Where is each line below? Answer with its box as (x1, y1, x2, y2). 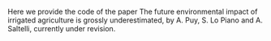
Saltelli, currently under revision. (7, 24, 116, 33)
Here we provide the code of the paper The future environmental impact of (7, 7, 258, 16)
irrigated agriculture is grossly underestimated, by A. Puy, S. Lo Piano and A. (7, 15, 263, 25)
